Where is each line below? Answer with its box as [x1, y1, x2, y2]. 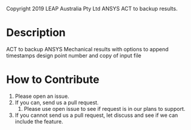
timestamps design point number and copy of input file [6, 52, 142, 59]
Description [6, 26, 66, 39]
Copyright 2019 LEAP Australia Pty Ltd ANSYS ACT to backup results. [6, 5, 178, 12]
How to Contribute [6, 73, 100, 86]
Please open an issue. [14, 92, 69, 100]
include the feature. [14, 117, 63, 125]
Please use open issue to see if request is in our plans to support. [23, 105, 186, 112]
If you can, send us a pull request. [14, 98, 99, 106]
